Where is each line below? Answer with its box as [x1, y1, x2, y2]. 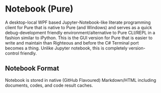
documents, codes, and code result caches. [5, 82, 93, 88]
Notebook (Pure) [5, 3, 74, 15]
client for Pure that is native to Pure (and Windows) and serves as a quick [5, 24, 152, 30]
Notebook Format [5, 64, 59, 73]
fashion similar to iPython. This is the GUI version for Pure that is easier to [5, 35, 153, 41]
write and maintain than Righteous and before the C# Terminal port [5, 40, 139, 46]
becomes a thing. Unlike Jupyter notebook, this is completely [5, 45, 128, 51]
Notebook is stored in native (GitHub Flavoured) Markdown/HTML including [5, 77, 157, 83]
